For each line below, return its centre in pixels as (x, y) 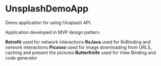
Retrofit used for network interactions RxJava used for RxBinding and (78, 42)
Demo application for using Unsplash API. (48, 22)
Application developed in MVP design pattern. (53, 32)
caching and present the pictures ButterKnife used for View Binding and (81, 52)
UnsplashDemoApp (47, 9)
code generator (21, 57)
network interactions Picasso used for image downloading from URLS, (78, 47)
